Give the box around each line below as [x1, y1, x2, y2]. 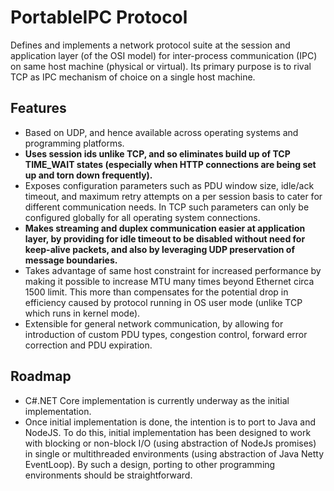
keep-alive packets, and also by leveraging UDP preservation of [24, 243, 296, 255]
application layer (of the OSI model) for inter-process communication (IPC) [10, 49, 318, 61]
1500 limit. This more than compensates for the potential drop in [24, 286, 289, 298]
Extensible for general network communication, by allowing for [24, 317, 284, 330]
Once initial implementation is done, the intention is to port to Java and [24, 416, 316, 428]
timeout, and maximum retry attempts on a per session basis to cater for [24, 190, 323, 202]
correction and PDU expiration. [24, 339, 153, 351]
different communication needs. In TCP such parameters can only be [24, 201, 310, 213]
